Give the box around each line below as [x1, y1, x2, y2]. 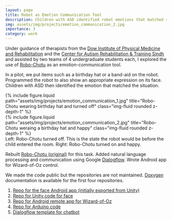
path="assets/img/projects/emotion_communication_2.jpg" [5, 120, 130, 125]
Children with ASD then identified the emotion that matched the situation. [5, 82, 160, 89]
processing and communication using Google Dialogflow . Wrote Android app [5, 157, 167, 163]
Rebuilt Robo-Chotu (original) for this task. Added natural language [5, 151, 146, 157]
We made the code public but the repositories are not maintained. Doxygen [5, 172, 164, 178]
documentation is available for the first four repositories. [5, 178, 124, 183]
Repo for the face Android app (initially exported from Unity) [12, 187, 140, 193]
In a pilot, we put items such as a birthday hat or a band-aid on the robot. [5, 72, 159, 77]
